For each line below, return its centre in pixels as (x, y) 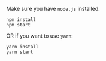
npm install (21, 20)
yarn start (20, 52)
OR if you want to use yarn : (40, 36)
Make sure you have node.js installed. (53, 9)
